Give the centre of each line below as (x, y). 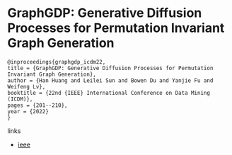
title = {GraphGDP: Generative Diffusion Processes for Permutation (110, 68)
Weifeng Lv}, (27, 86)
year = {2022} (28, 111)
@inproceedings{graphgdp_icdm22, (57, 62)
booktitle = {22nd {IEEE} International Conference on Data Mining (109, 93)
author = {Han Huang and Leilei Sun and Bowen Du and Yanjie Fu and (110, 80)
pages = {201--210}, (38, 105)
